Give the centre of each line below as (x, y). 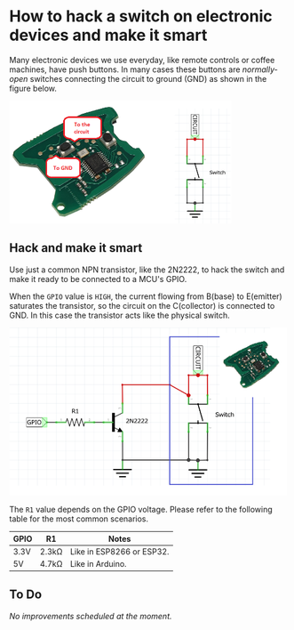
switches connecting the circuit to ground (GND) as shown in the (148, 78)
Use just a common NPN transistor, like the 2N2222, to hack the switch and (147, 270)
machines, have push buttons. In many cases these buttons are (125, 69)
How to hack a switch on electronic (141, 16)
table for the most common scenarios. (79, 519)
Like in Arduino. (98, 564)
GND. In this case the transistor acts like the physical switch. (120, 315)
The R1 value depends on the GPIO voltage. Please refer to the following (141, 510)
